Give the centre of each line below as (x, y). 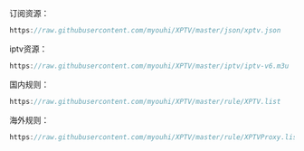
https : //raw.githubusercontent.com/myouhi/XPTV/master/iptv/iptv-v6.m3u (149, 66)
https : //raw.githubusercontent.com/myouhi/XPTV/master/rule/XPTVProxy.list (155, 137)
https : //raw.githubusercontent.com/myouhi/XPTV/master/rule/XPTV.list (145, 101)
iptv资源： (28, 49)
